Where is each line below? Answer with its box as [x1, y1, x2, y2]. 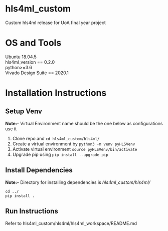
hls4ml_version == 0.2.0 [5, 59, 55, 65]
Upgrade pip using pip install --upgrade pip [12, 151, 109, 157]
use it [5, 126, 17, 132]
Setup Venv [5, 107, 43, 116]
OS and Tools [5, 37, 62, 49]
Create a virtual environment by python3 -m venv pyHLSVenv [12, 141, 135, 147]
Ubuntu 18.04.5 [5, 54, 37, 60]
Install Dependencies [5, 166, 73, 174]
